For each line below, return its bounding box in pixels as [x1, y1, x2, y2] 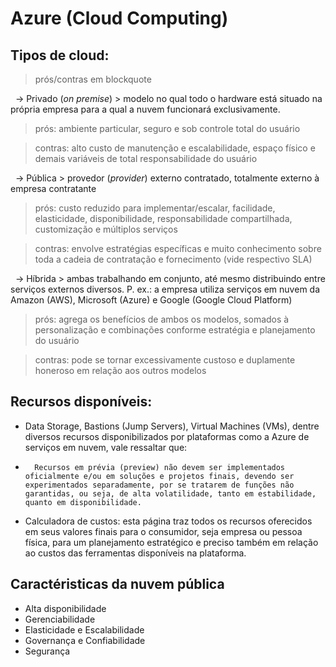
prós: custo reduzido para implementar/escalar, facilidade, [34, 202, 276, 214]
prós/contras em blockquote [34, 73, 152, 85]
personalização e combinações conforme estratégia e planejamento [34, 324, 316, 336]
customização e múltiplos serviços [34, 223, 178, 235]
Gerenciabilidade [24, 613, 96, 625]
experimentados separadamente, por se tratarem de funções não [24, 480, 295, 490]
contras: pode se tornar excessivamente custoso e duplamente [34, 354, 296, 366]
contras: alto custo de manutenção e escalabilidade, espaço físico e [34, 142, 316, 154]
